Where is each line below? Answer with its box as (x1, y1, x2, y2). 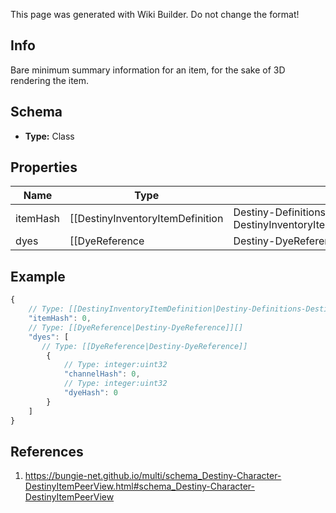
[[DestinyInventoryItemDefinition (69, 212, 224, 226)
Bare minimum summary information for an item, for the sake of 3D (10, 64, 286, 76)
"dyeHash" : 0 (63, 388, 118, 398)
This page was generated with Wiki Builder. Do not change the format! (10, 9, 300, 20)
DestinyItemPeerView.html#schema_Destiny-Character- (24, 480, 256, 493)
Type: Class (24, 130, 75, 142)
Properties (10, 159, 78, 176)
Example (10, 268, 66, 285)
